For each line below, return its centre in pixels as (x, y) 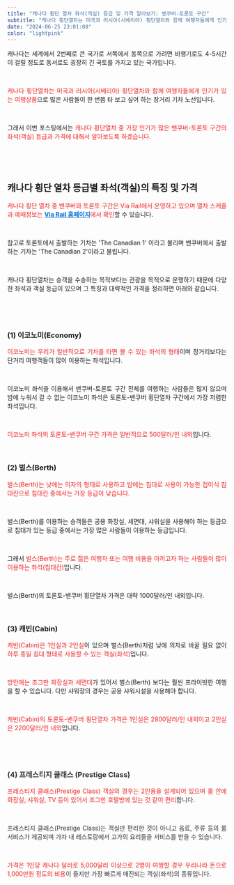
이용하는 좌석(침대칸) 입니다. (45, 567)
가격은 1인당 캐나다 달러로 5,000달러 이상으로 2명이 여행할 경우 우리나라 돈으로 (117, 865)
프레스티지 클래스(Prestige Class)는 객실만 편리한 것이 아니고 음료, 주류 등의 (113, 828)
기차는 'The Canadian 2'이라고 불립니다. (75, 252)
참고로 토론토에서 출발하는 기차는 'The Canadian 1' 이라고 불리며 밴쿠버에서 (111, 243)
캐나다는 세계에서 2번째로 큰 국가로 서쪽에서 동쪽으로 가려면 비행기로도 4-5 (111, 54)
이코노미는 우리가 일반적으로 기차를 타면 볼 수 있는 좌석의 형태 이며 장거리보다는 (117, 352)
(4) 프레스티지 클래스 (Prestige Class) (69, 774)
